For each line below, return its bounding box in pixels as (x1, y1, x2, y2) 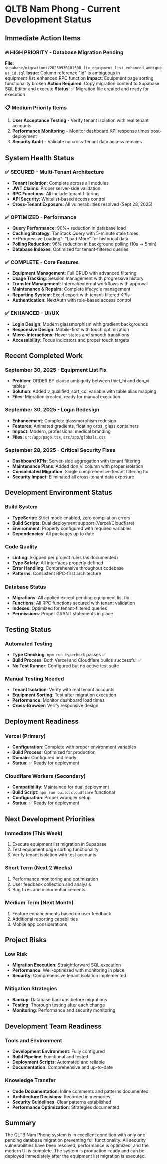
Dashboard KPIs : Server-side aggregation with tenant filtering (12, 458, 141, 464)
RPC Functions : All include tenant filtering (12, 190, 99, 196)
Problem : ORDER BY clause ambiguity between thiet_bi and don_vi (12, 378, 150, 384)
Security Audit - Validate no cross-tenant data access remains (12, 139, 142, 145)
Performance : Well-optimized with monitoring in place (12, 967, 125, 973)
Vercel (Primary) (5, 732, 46, 739)
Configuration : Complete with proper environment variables (12, 744, 136, 750)
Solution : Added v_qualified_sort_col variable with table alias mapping (12, 388, 156, 394)
